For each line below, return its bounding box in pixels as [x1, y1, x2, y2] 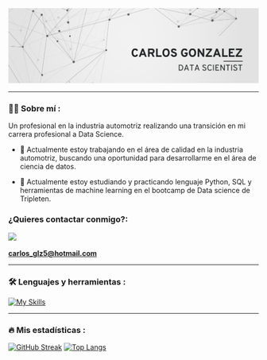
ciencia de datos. [19, 162, 77, 172]
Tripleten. [19, 194, 52, 203]
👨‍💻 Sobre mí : [8, 103, 61, 114]
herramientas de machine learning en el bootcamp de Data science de [19, 186, 250, 195]
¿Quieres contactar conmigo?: [8, 214, 129, 225]
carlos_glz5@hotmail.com [8, 248, 98, 257]
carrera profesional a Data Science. [8, 130, 125, 139]
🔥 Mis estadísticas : [8, 324, 86, 335]
